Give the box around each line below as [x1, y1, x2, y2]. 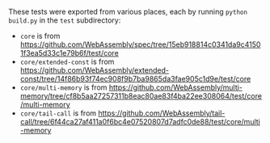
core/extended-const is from [19, 57, 115, 66]
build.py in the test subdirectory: [8, 15, 121, 25]
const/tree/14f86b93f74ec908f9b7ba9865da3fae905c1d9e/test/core [19, 74, 251, 83]
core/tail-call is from [19, 108, 97, 118]
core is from [19, 32, 61, 40]
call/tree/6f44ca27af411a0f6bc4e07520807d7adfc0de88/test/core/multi [19, 117, 260, 126]
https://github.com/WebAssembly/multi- [108, 82, 243, 92]
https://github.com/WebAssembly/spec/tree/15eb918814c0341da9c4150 [19, 40, 261, 49]
